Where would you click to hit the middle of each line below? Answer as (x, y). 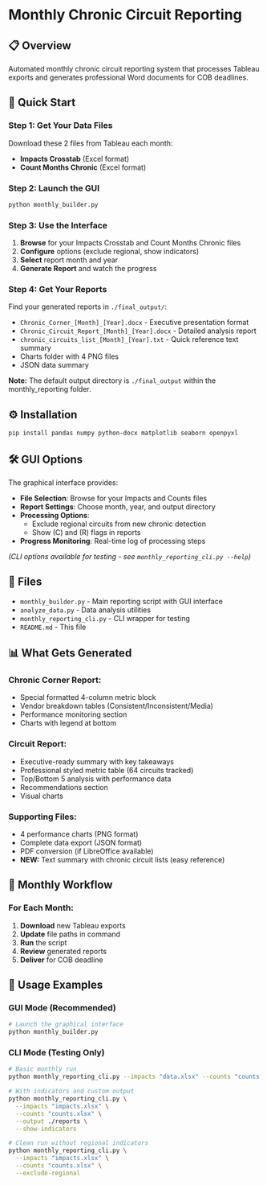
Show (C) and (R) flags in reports (87, 532)
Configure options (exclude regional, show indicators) (109, 252)
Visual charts (42, 796)
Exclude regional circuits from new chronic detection (119, 524)
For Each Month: (41, 908)
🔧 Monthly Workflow (61, 885)
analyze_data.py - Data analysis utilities (85, 610)
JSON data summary (55, 365)
